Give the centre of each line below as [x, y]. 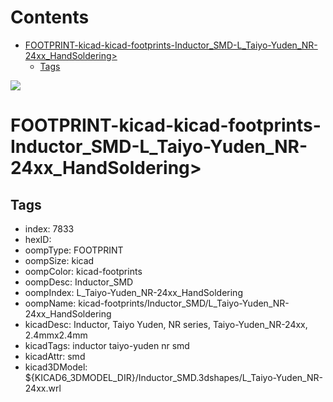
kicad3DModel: [56, 367]
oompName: [50, 303]
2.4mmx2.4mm [56, 335]
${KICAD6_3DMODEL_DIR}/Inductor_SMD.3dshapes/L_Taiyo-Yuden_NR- [173, 377]
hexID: [38, 239]
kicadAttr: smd [55, 356]
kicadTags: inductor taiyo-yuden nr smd [107, 345]
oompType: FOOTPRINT [74, 250]
